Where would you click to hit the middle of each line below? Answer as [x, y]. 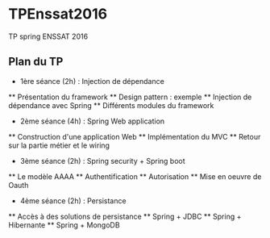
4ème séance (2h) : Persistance [73, 200]
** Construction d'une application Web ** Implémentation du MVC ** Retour [135, 136]
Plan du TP [36, 62]
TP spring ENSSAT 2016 [48, 36]
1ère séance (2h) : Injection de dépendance [92, 81]
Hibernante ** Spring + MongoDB [64, 225]
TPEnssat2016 [58, 14]
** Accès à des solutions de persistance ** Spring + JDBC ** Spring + [125, 216]
